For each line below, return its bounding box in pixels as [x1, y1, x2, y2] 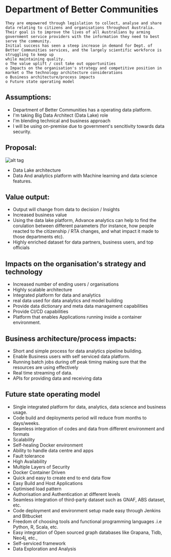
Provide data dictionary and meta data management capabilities [12, 303, 148, 309]
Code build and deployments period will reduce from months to [12, 415, 147, 421]
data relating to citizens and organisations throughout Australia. [5, 25, 155, 30]
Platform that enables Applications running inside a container [12, 314, 142, 320]
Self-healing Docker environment [12, 442, 83, 448]
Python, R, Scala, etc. [12, 524, 59, 530]
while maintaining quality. [5, 57, 66, 62]
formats [12, 431, 30, 437]
